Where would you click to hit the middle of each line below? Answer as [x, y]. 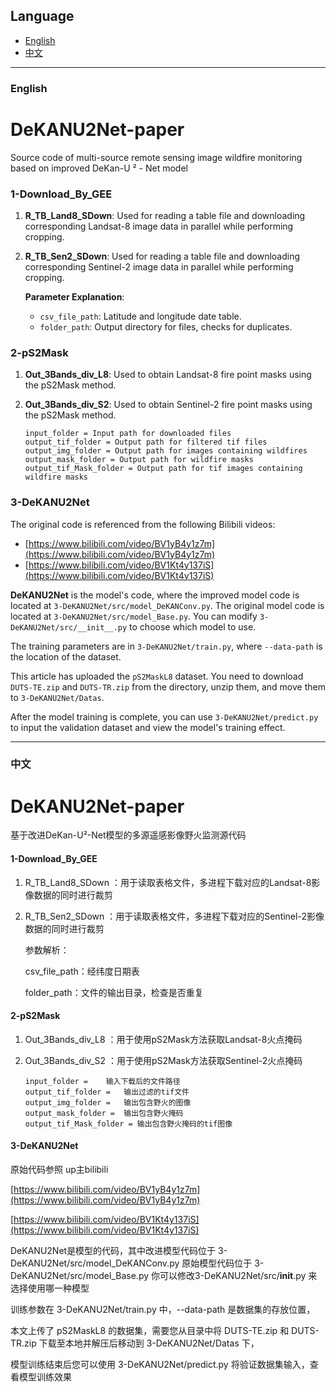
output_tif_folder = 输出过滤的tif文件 [107, 1092]
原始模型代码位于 [217, 1263]
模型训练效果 [45, 1377]
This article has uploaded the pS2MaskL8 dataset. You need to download [157, 676]
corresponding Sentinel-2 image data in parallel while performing [159, 266]
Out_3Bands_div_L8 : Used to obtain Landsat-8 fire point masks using [168, 375]
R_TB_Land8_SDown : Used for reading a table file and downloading [165, 215]
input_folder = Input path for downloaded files [128, 434]
